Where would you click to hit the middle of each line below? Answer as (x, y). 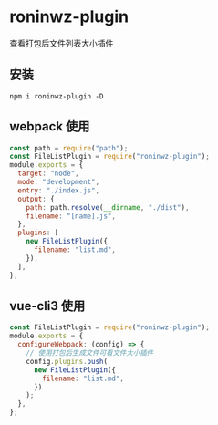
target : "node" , (48, 174)
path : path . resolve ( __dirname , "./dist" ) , (108, 207)
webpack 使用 (50, 126)
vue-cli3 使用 (47, 306)
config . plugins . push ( (67, 361)
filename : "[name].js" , (71, 216)
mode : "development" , (59, 182)
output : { (36, 199)
